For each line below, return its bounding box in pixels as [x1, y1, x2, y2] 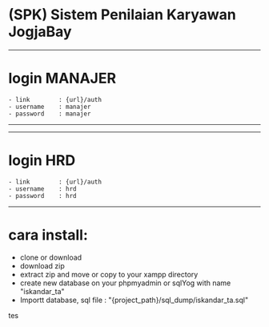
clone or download [19, 252, 82, 262]
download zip [19, 260, 66, 270]
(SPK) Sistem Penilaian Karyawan [8, 6, 236, 24]
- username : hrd [8, 184, 78, 193]
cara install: [8, 226, 88, 244]
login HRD [8, 151, 76, 170]
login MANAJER [8, 70, 117, 87]
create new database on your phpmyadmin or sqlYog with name [19, 278, 231, 288]
